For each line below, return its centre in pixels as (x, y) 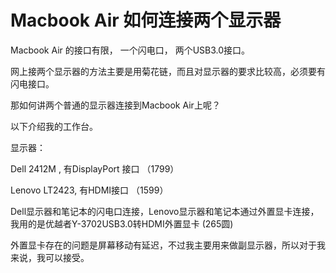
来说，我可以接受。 (50, 257)
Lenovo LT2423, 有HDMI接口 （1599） (89, 190)
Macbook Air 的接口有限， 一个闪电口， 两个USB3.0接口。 (130, 50)
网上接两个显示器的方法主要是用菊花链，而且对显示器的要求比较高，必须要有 (168, 71)
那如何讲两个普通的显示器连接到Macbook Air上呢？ (115, 105)
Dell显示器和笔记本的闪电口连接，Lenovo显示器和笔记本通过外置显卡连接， (165, 211)
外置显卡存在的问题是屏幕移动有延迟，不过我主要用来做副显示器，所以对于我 (168, 245)
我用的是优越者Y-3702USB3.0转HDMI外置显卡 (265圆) (122, 223)
